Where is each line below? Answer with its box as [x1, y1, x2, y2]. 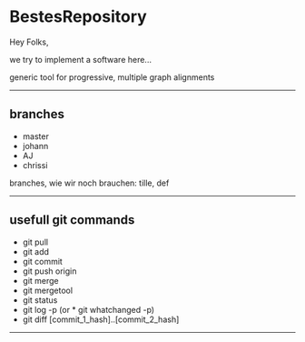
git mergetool [22, 285, 74, 296]
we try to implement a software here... [9, 54, 152, 65]
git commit [22, 256, 64, 267]
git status [22, 294, 58, 306]
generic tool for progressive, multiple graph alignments [9, 71, 215, 83]
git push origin [22, 266, 77, 277]
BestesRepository [9, 6, 147, 27]
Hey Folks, [9, 36, 49, 47]
